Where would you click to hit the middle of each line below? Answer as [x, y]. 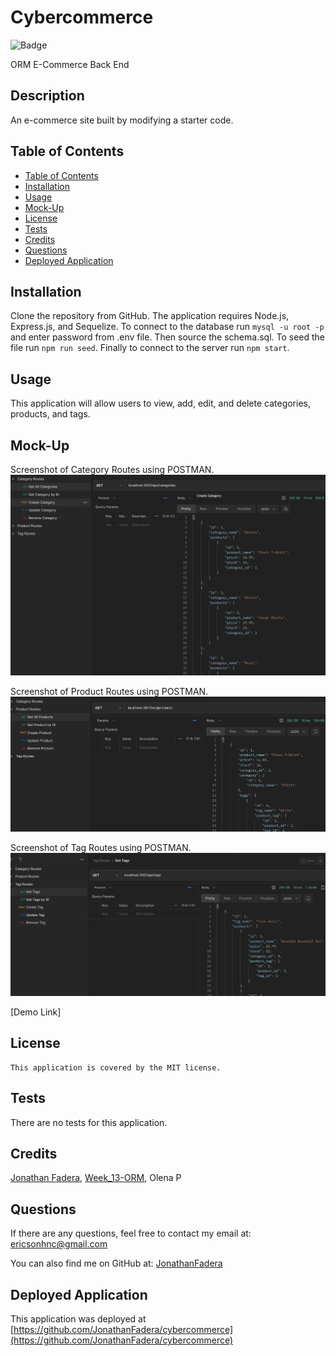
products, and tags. [50, 414]
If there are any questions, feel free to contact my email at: [131, 1233]
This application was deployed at [78, 1319]
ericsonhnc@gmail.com [59, 1244]
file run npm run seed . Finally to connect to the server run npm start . [150, 348]
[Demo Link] [36, 1012]
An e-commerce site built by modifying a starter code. [122, 120]
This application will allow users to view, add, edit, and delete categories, [160, 403]
